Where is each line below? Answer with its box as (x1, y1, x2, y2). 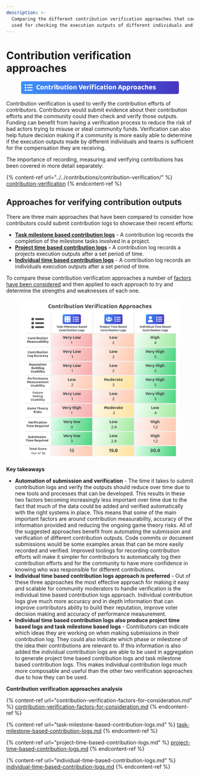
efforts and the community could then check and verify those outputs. (6, 112, 179, 119)
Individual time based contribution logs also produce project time (14, 616, 180, 623)
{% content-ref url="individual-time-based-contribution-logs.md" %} (6, 756, 176, 763)
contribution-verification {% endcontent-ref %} (6, 180, 122, 187)
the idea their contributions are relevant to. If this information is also (14, 642, 182, 649)
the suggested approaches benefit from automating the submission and (14, 528, 191, 535)
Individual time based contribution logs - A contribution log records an (14, 256, 191, 264)
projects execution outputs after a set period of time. (14, 250, 144, 257)
